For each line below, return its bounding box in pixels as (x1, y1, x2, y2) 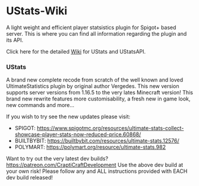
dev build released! (6, 174, 53, 181)
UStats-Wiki (6, 4, 68, 18)
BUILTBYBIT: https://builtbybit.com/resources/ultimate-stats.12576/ (14, 137, 179, 144)
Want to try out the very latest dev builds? (6, 155, 109, 162)
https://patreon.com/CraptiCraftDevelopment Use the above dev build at (6, 162, 184, 169)
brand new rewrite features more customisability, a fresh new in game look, (6, 95, 191, 102)
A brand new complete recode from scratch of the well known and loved (6, 76, 184, 84)
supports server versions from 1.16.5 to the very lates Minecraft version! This (6, 89, 193, 96)
